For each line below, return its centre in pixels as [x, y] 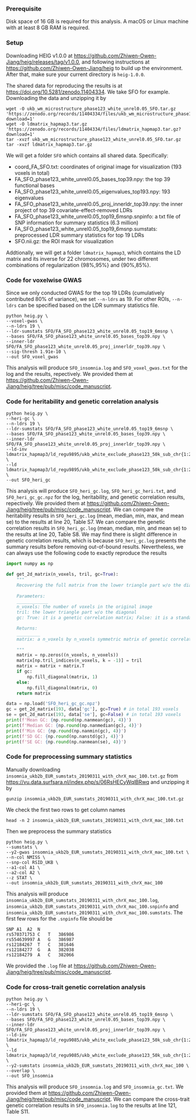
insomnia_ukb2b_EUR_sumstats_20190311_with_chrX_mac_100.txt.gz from [92, 776]
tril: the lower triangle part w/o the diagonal [77, 613]
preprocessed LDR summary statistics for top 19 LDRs [79, 235]
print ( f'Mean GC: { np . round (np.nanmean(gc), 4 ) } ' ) [69, 720]
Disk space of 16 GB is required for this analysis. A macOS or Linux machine [97, 22]
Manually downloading [33, 769]
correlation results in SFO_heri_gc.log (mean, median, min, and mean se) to [96, 528]
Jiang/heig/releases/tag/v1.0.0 [43, 62]
